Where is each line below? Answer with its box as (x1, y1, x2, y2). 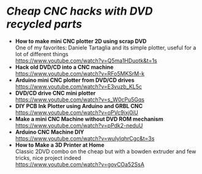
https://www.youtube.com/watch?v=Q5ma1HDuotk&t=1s (15, 57, 157, 64)
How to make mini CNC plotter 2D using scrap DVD (15, 37, 147, 45)
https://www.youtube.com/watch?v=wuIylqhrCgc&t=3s (15, 134, 155, 142)
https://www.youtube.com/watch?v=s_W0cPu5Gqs (15, 96, 145, 103)
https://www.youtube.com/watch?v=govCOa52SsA (15, 161, 145, 168)
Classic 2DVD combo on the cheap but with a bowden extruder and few (15, 148, 196, 155)
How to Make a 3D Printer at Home (15, 141, 105, 148)
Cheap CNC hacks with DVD (6, 4, 153, 18)
